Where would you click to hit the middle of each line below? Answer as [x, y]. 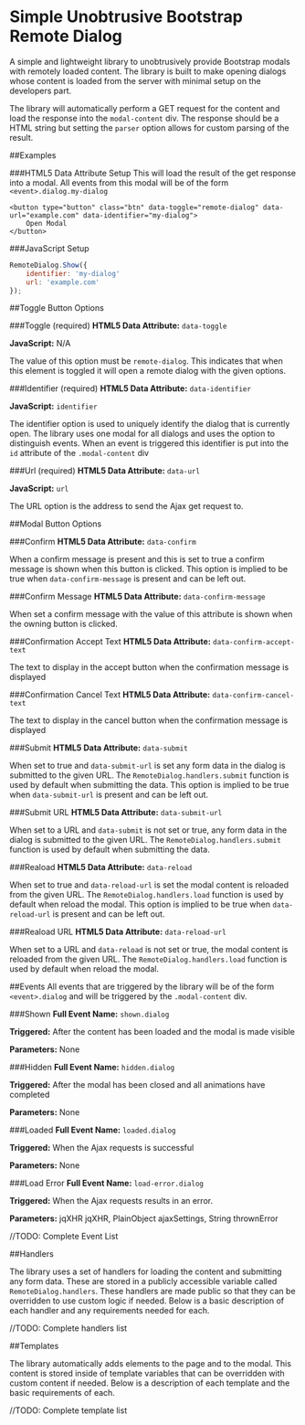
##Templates [34, 1346]
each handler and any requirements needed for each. [110, 1311]
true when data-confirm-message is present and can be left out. [128, 579]
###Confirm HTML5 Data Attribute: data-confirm [103, 542]
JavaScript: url [39, 489]
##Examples [33, 155]
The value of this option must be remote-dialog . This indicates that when [146, 361]
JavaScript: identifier [53, 406]
